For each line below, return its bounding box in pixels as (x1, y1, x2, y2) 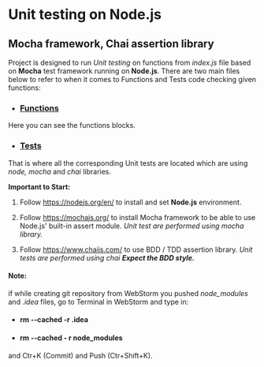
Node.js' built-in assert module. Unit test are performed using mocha (19, 221, 244, 230)
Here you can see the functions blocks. (8, 121, 136, 130)
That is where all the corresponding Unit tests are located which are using (8, 158, 248, 167)
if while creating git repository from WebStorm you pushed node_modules (8, 288, 248, 298)
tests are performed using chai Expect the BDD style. (19, 253, 195, 262)
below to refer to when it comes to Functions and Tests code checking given (8, 75, 257, 84)
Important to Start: (8, 182, 71, 191)
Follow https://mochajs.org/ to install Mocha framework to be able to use (19, 212, 256, 222)
